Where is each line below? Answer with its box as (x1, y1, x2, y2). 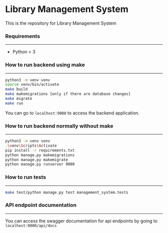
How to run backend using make (5, 61, 85, 68)
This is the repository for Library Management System (5, 20, 116, 26)
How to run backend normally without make (5, 122, 113, 129)
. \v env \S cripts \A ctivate (5, 143, 57, 148)
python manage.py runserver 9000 (5, 162, 75, 167)
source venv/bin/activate (5, 82, 59, 87)
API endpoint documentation (5, 202, 76, 209)
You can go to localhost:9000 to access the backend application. (5, 109, 139, 116)
